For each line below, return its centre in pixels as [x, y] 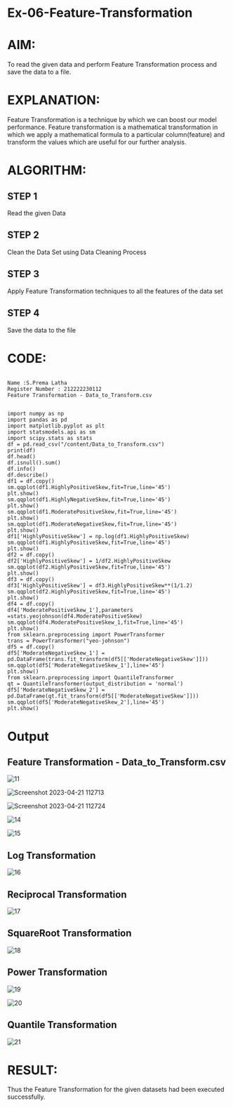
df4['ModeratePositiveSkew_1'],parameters [70, 610]
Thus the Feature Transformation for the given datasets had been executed [116, 1090]
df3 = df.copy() [31, 580]
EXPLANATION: [54, 100]
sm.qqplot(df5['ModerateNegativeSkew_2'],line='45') [86, 702]
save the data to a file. [39, 72]
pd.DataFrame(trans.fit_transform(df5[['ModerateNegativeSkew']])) [108, 660]
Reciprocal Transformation [67, 894]
